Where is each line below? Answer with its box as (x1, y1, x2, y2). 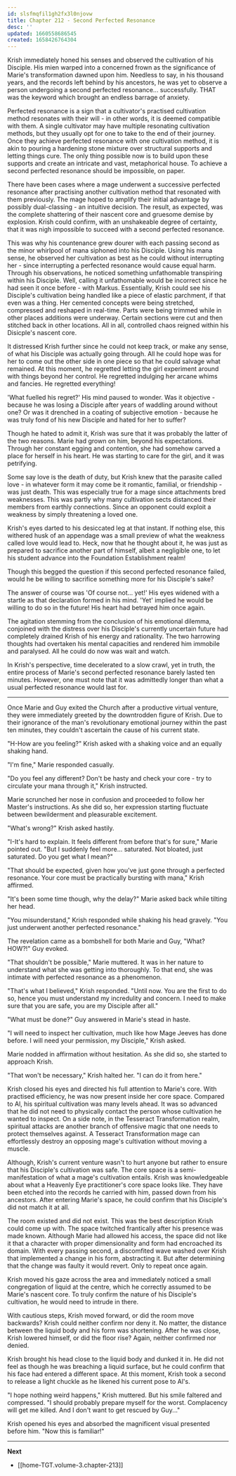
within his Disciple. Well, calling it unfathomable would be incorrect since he (7, 276, 227, 285)
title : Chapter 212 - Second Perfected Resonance (7, 17, 156, 24)
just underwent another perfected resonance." (7, 923, 142, 932)
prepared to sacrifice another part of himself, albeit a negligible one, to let (7, 546, 221, 555)
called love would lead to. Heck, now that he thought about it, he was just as (7, 539, 228, 548)
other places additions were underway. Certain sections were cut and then (7, 314, 223, 322)
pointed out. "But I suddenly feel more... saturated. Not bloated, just (7, 845, 203, 854)
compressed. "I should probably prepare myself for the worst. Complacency (7, 1399, 228, 1407)
